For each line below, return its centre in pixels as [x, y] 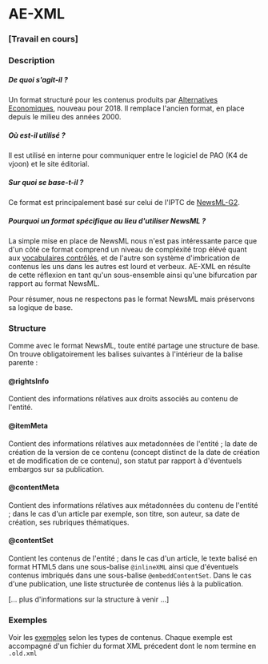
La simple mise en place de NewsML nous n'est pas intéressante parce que [133, 240]
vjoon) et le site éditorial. [49, 163]
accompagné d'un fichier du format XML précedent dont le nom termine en [132, 646]
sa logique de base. [41, 307]
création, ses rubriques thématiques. [69, 522]
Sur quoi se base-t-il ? [46, 182]
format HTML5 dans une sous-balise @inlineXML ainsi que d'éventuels [123, 567]
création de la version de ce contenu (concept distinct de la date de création [134, 452]
